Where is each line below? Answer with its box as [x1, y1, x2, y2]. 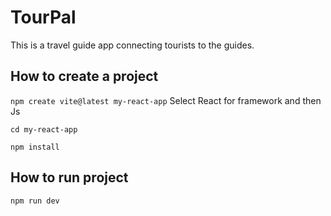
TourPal [10, 6, 77, 29]
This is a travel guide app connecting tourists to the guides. [10, 39, 255, 51]
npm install [10, 142, 60, 152]
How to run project [10, 169, 129, 186]
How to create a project [10, 68, 159, 85]
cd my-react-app [10, 124, 78, 135]
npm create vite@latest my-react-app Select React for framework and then [10, 94, 322, 106]
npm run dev [10, 196, 60, 206]
